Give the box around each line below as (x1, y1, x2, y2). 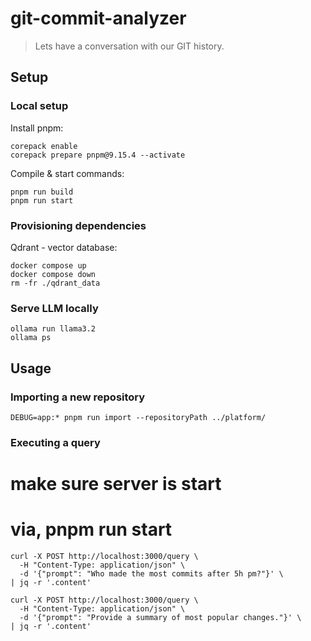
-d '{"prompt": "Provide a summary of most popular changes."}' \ (19, 612, 302, 622)
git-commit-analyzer (10, 7, 187, 30)
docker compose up (10, 260, 87, 271)
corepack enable (10, 141, 78, 151)
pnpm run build (10, 187, 74, 197)
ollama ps (10, 333, 52, 343)
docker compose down (10, 269, 97, 279)
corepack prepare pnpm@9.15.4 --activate (10, 150, 186, 160)
